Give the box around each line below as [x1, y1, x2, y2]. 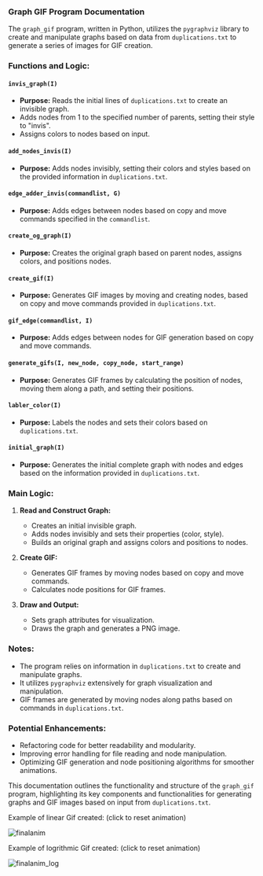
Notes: [8, 643, 35, 654]
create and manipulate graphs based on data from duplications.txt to [8, 32, 237, 42]
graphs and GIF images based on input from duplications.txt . [8, 797, 211, 807]
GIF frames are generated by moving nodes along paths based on [19, 694, 233, 704]
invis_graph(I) [8, 79, 58, 88]
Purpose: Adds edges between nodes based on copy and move [19, 205, 228, 215]
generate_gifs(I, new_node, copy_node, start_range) [8, 359, 184, 367]
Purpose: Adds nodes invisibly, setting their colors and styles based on [19, 164, 251, 173]
